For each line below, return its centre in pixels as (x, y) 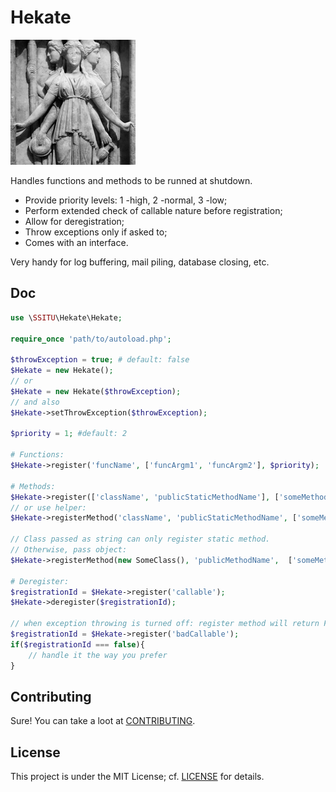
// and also (35, 402)
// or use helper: (48, 507)
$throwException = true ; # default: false (100, 360)
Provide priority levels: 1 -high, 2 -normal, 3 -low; (126, 200)
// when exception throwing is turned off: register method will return (165, 624)
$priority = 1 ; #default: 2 (69, 434)
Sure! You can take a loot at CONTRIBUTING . (103, 721)
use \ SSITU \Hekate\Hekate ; (66, 317)
